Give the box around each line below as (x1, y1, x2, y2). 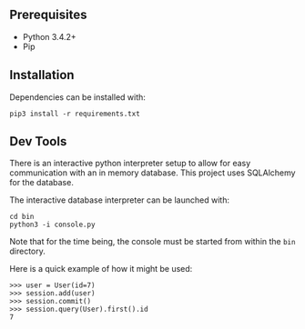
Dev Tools (9, 134, 67, 149)
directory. (9, 245, 46, 257)
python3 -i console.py (9, 220, 96, 230)
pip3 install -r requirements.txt (9, 109, 141, 118)
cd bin (9, 213, 35, 222)
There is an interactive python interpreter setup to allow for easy (9, 158, 251, 169)
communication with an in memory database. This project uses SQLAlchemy (9, 167, 296, 178)
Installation (9, 67, 75, 83)
